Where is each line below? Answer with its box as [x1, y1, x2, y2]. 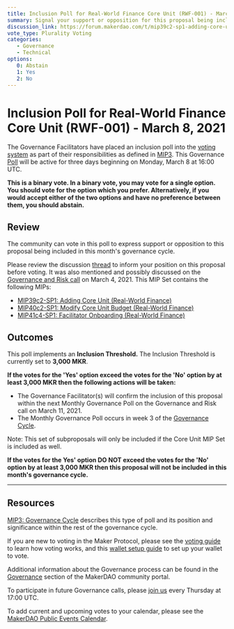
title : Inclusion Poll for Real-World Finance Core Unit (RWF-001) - [7, 10, 214, 17]
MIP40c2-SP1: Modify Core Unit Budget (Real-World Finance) [17, 304, 194, 312]
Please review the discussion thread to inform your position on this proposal [7, 261, 226, 269]
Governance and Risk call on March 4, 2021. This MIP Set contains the [7, 275, 209, 284]
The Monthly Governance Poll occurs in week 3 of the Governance [17, 414, 209, 422]
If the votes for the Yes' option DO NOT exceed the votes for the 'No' [7, 455, 209, 464]
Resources [7, 497, 55, 509]
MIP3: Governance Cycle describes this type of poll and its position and [7, 515, 213, 524]
